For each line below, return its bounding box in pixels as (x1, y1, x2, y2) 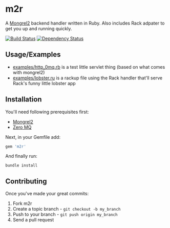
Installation (5, 95, 42, 104)
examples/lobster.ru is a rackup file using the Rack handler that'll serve (12, 75, 163, 81)
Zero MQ (12, 124, 32, 130)
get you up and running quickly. (5, 25, 72, 31)
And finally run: (5, 153, 37, 159)
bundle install (5, 163, 38, 168)
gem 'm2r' (5, 144, 27, 149)
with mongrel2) (12, 69, 45, 75)
